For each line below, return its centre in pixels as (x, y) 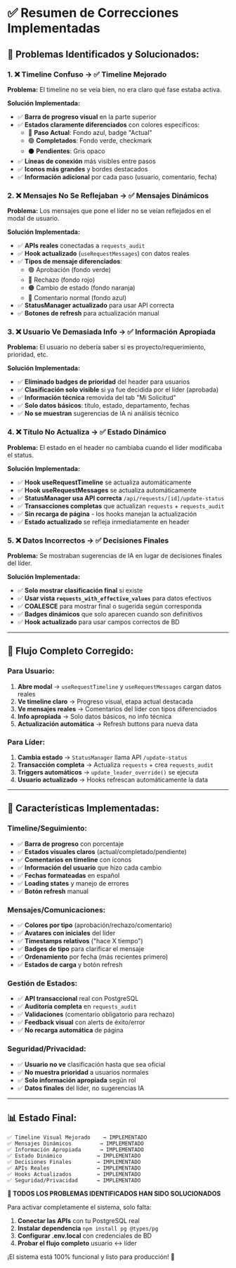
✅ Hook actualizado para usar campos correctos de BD (99, 622)
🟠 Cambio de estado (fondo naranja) (81, 288)
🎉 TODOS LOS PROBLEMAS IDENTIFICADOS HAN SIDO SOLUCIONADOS (114, 1193)
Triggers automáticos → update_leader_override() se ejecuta (108, 772)
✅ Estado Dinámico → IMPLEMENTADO (74, 1156)
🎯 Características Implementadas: (83, 809)
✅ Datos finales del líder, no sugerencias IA (81, 1088)
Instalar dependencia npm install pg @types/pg (88, 1229)
